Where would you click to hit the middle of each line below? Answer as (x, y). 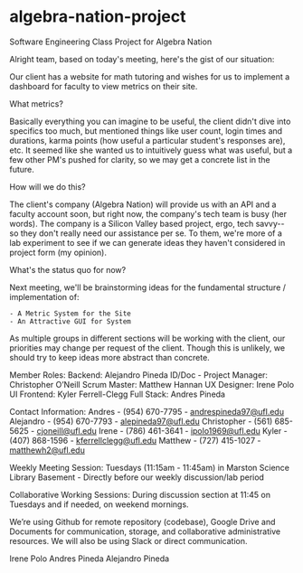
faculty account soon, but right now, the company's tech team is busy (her (148, 213)
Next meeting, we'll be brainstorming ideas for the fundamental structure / (148, 287)
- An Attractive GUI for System (70, 321)
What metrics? (36, 103)
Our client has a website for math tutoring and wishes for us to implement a (150, 76)
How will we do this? (47, 186)
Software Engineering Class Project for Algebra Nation (111, 42)
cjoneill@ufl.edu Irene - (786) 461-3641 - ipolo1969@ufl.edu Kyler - (162, 430)
